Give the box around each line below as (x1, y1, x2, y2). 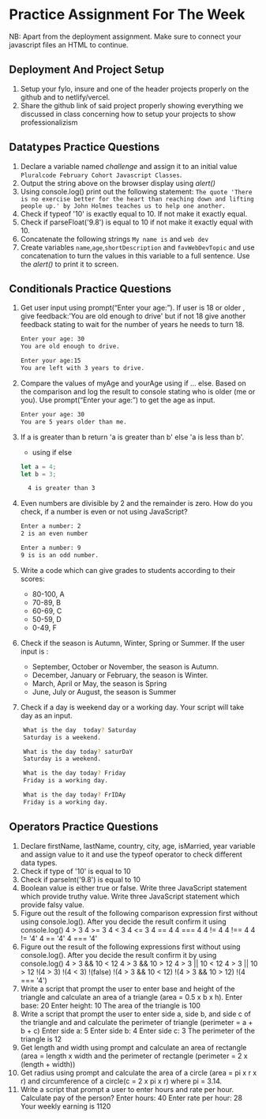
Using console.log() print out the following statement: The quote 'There (20, 186, 253, 196)
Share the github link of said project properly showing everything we (20, 100, 244, 110)
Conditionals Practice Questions (9, 282, 172, 296)
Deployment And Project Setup (9, 63, 165, 77)
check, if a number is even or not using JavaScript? (20, 507, 188, 517)
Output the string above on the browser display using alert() (20, 178, 216, 187)
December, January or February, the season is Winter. (32, 670, 208, 680)
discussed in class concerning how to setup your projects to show (20, 109, 236, 119)
